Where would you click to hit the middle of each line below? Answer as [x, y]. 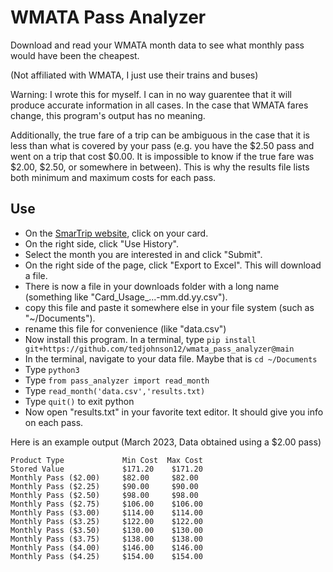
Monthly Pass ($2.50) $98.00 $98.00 [104, 495]
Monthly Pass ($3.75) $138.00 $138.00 [106, 539]
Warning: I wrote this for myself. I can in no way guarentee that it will [151, 94]
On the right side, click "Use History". [101, 243]
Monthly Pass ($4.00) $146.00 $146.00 [106, 547]
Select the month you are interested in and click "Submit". [143, 254]
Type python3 [52, 369]
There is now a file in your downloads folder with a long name [152, 286]
